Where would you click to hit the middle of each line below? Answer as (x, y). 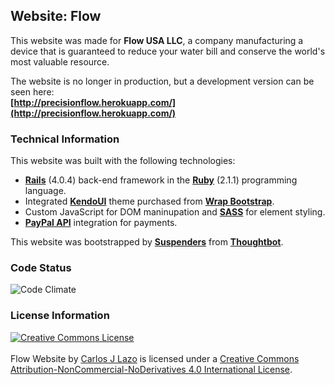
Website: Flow (56, 16)
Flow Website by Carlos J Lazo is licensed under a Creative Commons (155, 358)
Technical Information (65, 139)
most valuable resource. (60, 61)
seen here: (32, 91)
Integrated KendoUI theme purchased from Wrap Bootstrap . (149, 201)
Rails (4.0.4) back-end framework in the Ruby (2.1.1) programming (161, 180)
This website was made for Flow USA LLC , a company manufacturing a (157, 40)
